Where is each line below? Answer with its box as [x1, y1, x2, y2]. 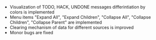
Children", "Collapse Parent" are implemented [9, 19, 102, 25]
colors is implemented [9, 9, 55, 15]
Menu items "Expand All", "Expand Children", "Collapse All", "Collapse [9, 14, 151, 20]
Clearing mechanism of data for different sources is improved [9, 25, 134, 30]
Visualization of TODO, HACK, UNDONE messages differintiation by [9, 4, 146, 10]
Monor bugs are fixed [9, 30, 54, 35]
